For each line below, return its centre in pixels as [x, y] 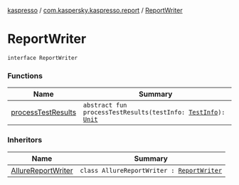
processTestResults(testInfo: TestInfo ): [154, 112]
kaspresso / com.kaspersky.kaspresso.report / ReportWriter [95, 10]
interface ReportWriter [43, 58]
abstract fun [105, 105]
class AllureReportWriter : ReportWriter [151, 170]
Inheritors [25, 140]
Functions [25, 75]
